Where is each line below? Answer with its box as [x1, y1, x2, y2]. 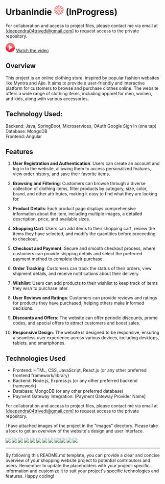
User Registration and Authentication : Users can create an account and [12, 161, 160, 166]
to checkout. [12, 236, 38, 242]
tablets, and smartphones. [12, 340, 66, 346]
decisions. [12, 305, 34, 311]
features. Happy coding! [5, 473, 54, 479]
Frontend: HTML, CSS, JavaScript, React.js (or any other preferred [12, 367, 147, 373]
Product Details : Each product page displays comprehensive [12, 206, 136, 212]
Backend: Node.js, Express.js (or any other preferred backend [12, 378, 138, 384]
